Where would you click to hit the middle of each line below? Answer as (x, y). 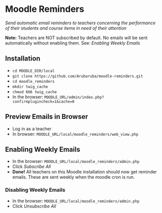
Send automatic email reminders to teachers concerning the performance (80, 23)
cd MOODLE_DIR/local (33, 71)
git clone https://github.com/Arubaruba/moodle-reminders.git (78, 76)
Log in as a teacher (32, 129)
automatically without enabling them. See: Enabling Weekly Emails (73, 43)
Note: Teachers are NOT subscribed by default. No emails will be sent (76, 38)
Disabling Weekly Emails (35, 190)
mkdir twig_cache (30, 87)
